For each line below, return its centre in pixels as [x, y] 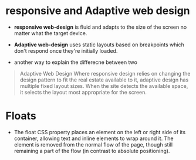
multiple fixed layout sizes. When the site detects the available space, [104, 86]
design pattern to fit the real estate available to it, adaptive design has [104, 80]
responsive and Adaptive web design [98, 11]
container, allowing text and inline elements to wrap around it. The [94, 138]
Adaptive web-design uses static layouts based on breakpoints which [99, 45]
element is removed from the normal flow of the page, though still [93, 144]
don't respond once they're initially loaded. [66, 50]
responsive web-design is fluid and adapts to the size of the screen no [100, 27]
